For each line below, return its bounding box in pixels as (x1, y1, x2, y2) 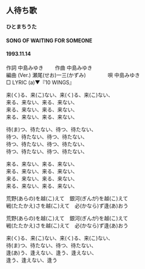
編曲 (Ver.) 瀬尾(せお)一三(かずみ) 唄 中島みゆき (6, 71, 140, 78)
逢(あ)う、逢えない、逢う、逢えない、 (6, 249, 98, 256)
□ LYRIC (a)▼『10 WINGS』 (6, 79, 75, 86)
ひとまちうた (6, 23, 37, 30)
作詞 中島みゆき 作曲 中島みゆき (6, 64, 92, 71)
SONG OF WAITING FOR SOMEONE (6, 37, 92, 44)
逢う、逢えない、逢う (6, 256, 57, 263)
